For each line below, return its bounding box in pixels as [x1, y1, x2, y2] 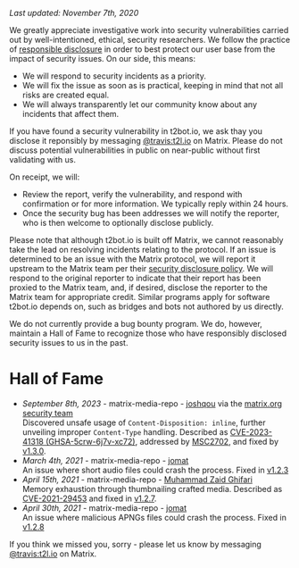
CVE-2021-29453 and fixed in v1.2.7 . [21, 493, 157, 504]
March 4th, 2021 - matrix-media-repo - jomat [21, 455, 189, 465]
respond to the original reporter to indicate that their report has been [9, 272, 262, 283]
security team [21, 407, 73, 418]
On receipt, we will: [9, 171, 80, 182]
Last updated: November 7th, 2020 [9, 8, 139, 18]
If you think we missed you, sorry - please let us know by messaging [9, 539, 262, 549]
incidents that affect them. [21, 109, 120, 119]
